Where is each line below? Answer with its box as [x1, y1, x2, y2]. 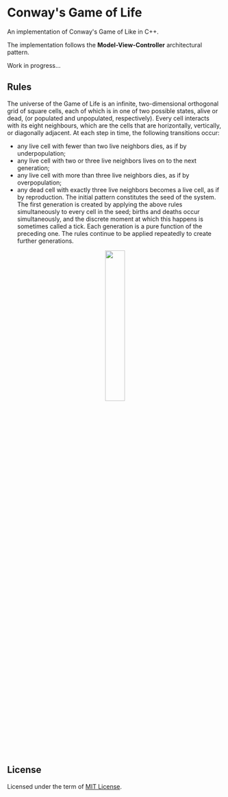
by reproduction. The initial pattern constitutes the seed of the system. [16, 193, 216, 201]
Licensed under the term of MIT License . [7, 782, 122, 790]
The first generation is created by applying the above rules [16, 200, 183, 209]
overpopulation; [16, 178, 62, 187]
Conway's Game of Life [7, 5, 142, 21]
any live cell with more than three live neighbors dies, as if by [16, 171, 190, 179]
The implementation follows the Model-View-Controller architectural [7, 40, 203, 49]
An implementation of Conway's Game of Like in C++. [7, 27, 159, 36]
